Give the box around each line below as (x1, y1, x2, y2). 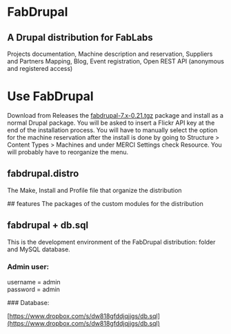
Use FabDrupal (7, 89, 94, 104)
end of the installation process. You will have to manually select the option (7, 125, 218, 134)
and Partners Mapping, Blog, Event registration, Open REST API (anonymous (7, 57, 224, 65)
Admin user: (7, 262, 50, 272)
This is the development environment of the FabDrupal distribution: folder (7, 238, 216, 246)
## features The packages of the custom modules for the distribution (7, 199, 203, 207)
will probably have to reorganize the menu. (7, 147, 129, 156)
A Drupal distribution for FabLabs (7, 32, 153, 43)
